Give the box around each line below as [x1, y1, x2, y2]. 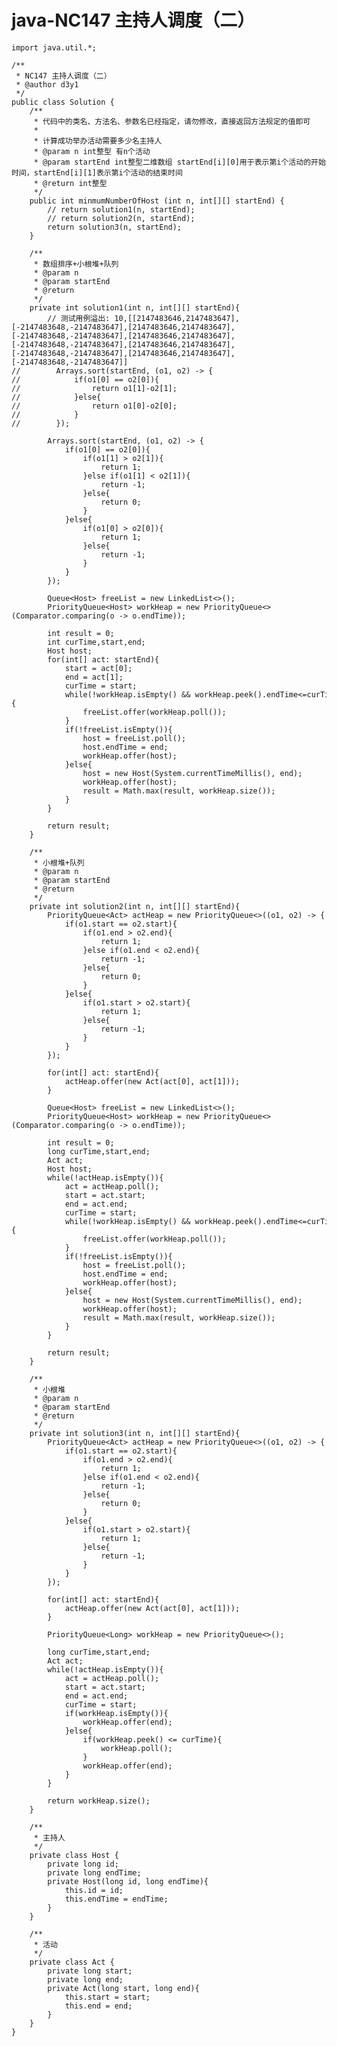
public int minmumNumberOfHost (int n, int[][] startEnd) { [29, 196, 285, 206]
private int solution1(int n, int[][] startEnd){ [29, 302, 241, 313]
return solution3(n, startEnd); [47, 222, 183, 232]
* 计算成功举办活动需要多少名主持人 [33, 136, 163, 146]
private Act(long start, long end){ [47, 1983, 200, 1993]
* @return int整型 [33, 178, 108, 188]
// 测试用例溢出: [47, 313, 111, 323]
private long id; [47, 1859, 119, 1869]
